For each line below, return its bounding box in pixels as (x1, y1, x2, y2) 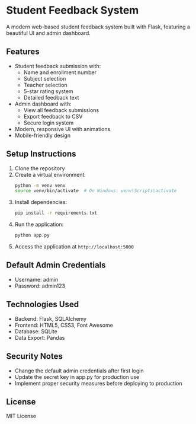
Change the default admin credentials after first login (14, 367, 144, 374)
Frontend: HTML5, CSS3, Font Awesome (14, 321, 114, 329)
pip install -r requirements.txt (14, 210, 98, 216)
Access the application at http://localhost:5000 (14, 243, 134, 250)
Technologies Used (6, 299, 79, 310)
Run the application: (14, 221, 64, 228)
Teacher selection (23, 81, 68, 88)
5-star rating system (23, 87, 73, 95)
